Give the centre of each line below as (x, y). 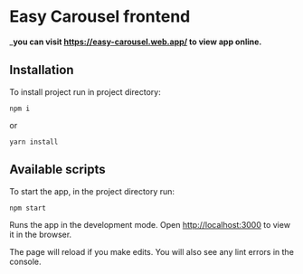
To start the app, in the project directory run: (92, 191)
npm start (28, 208)
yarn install (34, 142)
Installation (42, 70)
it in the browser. (41, 234)
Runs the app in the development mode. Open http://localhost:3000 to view (150, 224)
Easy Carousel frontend (100, 17)
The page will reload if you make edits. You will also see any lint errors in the (151, 251)
